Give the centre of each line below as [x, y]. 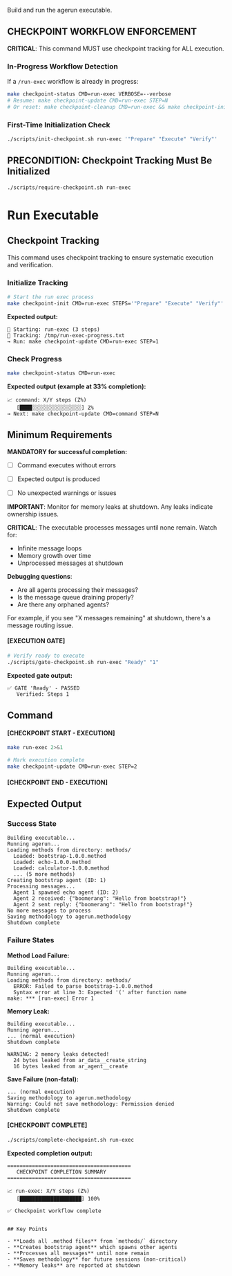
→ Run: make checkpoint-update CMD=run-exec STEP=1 [83, 341]
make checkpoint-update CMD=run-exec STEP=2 [72, 767]
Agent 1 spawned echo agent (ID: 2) [66, 892]
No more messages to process [49, 911]
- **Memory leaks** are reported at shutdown [74, 1265]
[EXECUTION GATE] [36, 641]
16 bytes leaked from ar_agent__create [71, 1066]
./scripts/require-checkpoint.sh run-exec [69, 187]
